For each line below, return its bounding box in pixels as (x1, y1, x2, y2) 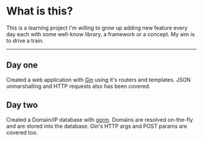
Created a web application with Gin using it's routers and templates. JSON (6, 76, 192, 83)
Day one (6, 60, 38, 70)
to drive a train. (6, 37, 44, 44)
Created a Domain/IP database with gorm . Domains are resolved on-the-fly (6, 116, 193, 123)
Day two (6, 100, 38, 110)
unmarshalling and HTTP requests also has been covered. (6, 83, 151, 90)
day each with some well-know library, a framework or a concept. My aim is (6, 30, 195, 37)
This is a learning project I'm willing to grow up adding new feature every (6, 24, 188, 31)
